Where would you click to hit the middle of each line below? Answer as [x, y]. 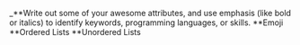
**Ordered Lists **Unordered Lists [75, 32]
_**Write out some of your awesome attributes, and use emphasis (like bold [150, 13]
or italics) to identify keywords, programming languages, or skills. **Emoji [146, 22]
